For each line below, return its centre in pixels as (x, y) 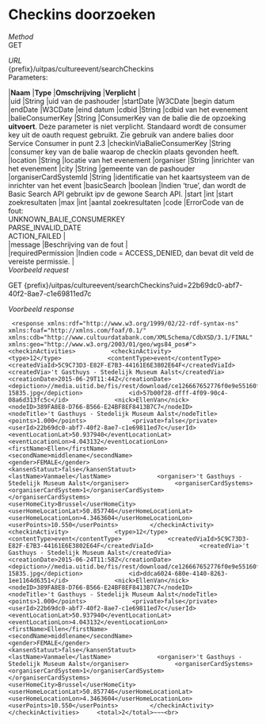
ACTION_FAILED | (37, 236)
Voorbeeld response (42, 309)
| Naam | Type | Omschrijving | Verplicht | (74, 92)
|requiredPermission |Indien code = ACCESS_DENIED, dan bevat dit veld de (131, 252)
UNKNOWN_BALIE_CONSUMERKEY (66, 219)
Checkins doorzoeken (82, 15)
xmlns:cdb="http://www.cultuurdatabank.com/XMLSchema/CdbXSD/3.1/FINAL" (131, 337)
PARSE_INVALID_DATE (45, 227)
